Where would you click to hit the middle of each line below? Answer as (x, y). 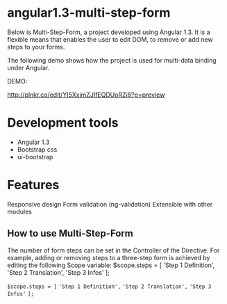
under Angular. (28, 67)
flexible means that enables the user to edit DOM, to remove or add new (110, 39)
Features (33, 185)
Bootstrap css (37, 149)
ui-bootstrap (35, 157)
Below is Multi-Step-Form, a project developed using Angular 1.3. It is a (109, 32)
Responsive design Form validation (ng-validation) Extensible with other (110, 204)
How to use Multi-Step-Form (70, 233)
